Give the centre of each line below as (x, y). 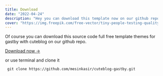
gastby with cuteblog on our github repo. (46, 42)
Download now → (23, 51)
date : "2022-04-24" (25, 14)
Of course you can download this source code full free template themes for (80, 37)
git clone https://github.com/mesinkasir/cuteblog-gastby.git (71, 69)
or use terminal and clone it (32, 60)
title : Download (21, 9)
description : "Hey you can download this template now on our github (77, 18)
